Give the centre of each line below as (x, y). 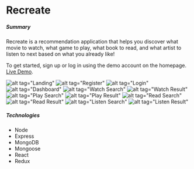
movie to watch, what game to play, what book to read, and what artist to (94, 48)
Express (24, 136)
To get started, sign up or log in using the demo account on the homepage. (96, 66)
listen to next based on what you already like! (60, 54)
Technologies (23, 115)
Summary (18, 26)
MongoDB (27, 143)
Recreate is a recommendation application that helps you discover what (92, 42)
